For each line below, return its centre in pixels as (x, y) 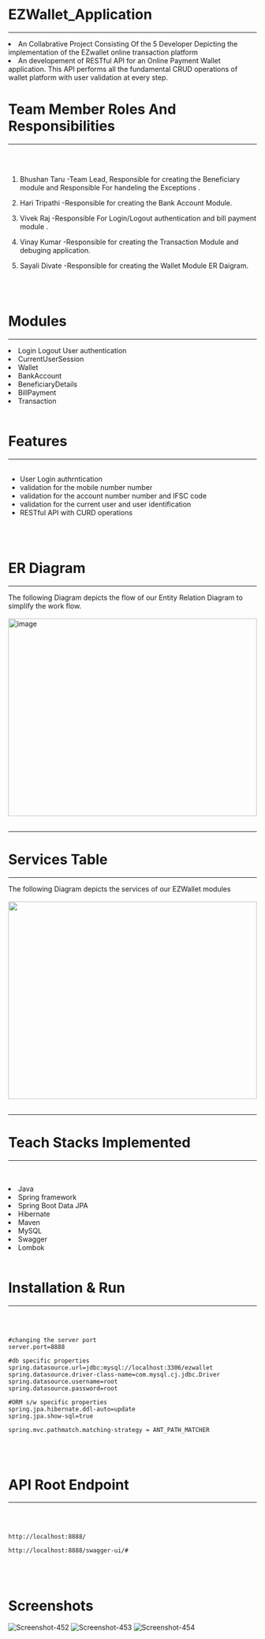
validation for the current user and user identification (105, 504)
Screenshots (51, 1605)
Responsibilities (62, 126)
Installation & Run (67, 1288)
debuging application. (55, 250)
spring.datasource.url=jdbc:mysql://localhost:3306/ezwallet (111, 1368)
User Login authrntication (61, 479)
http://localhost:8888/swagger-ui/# (68, 1550)
